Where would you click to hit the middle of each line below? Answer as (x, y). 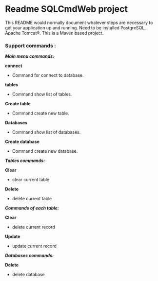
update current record (34, 246)
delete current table (32, 199)
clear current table (31, 180)
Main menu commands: (30, 56)
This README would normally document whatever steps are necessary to (79, 23)
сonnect (14, 66)
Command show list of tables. (42, 94)
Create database (22, 142)
